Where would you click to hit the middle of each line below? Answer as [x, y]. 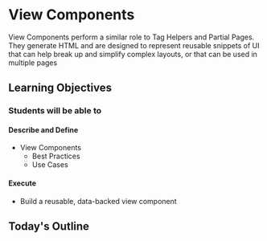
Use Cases [50, 165]
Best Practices [56, 156]
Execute [22, 183]
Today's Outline [49, 227]
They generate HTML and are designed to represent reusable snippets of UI [134, 45]
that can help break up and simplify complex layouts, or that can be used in [133, 54]
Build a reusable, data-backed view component [98, 201]
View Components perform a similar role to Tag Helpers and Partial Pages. [131, 37]
